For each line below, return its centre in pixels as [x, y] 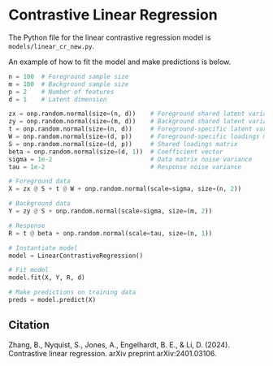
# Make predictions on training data [72, 293]
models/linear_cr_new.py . [52, 45]
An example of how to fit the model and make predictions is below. [120, 62]
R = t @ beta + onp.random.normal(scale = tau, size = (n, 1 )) [110, 233]
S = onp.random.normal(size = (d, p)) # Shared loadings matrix [123, 144]
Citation [29, 325]
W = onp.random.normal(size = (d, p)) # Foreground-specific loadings [134, 137]
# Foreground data [39, 181]
